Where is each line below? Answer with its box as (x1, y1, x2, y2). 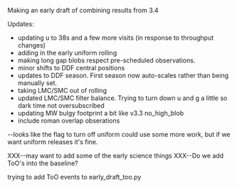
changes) (17, 41, 46, 49)
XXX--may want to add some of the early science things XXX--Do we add (7, 152, 224, 160)
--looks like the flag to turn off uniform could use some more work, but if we (7, 131, 231, 138)
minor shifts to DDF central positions (17, 64, 125, 72)
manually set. (17, 79, 58, 87)
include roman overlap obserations (17, 116, 120, 125)
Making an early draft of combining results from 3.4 (7, 6, 159, 14)
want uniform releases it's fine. (7, 138, 98, 146)
